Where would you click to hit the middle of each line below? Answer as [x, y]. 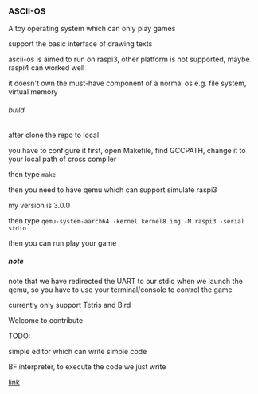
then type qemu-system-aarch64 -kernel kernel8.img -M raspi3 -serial [127, 220]
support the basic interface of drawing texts [80, 44]
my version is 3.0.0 [39, 205]
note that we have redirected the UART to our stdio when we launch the [125, 282]
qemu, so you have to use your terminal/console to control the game [120, 290]
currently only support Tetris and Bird [70, 305]
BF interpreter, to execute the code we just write [87, 367]
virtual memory [33, 92]
